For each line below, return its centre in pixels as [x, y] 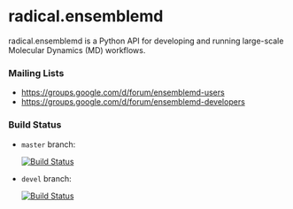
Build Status [35, 125]
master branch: [48, 144]
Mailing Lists [36, 73]
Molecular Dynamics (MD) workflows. [77, 50]
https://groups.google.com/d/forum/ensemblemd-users [123, 93]
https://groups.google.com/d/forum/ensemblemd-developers [133, 102]
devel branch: [46, 178]
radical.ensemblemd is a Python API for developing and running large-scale [146, 41]
